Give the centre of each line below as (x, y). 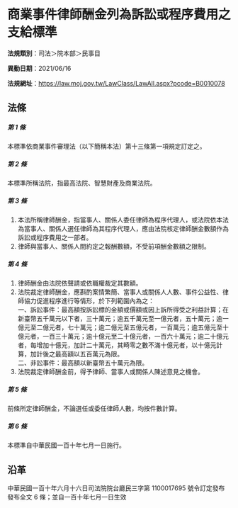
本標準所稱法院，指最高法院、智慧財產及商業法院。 (82, 183)
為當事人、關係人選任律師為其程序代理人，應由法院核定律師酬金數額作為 (123, 229)
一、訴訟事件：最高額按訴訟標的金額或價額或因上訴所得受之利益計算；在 (123, 310)
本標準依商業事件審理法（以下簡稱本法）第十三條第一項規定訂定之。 (107, 147)
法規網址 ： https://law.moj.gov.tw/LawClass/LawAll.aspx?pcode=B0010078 (116, 83)
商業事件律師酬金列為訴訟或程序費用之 (119, 15)
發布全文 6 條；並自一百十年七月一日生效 (67, 497)
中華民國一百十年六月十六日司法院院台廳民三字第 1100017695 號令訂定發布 (116, 488)
